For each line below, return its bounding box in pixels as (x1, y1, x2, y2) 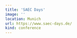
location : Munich (5, 16, 41, 21)
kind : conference (5, 26, 41, 31)
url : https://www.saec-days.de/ (5, 21, 72, 26)
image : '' (5, 12, 26, 17)
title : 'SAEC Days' (5, 7, 46, 12)
